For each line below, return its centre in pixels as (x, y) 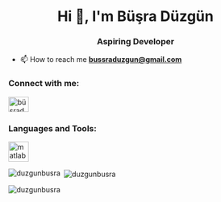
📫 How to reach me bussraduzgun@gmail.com (101, 60)
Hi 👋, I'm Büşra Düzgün (136, 16)
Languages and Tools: (52, 128)
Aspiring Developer (136, 42)
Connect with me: (44, 84)
